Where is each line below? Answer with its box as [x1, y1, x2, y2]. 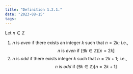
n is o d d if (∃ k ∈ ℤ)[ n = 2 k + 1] [55, 64, 117, 70]
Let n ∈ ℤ [5, 30, 25, 36]
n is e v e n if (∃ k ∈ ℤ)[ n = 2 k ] [57, 48, 115, 54]
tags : [5, 16, 16, 21]
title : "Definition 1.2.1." [5, 7, 63, 12]
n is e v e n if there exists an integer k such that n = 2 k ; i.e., [12, 40, 129, 46]
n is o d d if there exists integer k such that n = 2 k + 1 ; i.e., [12, 56, 127, 62]
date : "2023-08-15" [5, 12, 45, 17]
